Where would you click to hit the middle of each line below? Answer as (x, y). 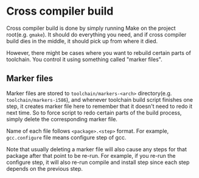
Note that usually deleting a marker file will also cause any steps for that (97, 149)
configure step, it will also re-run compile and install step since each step (98, 162)
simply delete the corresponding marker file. (62, 119)
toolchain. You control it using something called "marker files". (84, 59)
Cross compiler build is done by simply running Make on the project (91, 28)
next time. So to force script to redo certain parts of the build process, (94, 112)
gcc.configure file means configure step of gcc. (66, 137)
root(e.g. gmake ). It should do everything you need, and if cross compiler (96, 34)
